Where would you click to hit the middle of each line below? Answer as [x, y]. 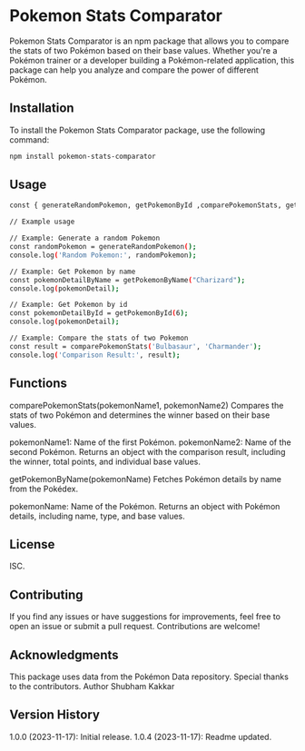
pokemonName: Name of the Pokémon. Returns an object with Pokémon [145, 506]
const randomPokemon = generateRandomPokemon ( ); [103, 247]
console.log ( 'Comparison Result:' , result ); [95, 355]
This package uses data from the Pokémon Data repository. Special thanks [149, 677]
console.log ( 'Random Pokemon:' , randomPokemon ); [103, 255]
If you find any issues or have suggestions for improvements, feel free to [145, 617]
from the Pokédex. [44, 489]
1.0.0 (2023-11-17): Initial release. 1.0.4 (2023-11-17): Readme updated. [141, 736]
